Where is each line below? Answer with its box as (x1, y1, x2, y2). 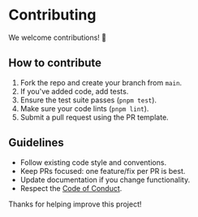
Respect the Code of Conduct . (19, 183, 123, 193)
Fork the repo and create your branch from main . (19, 77, 183, 87)
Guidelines (8, 136, 64, 150)
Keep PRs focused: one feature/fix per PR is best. (19, 166, 186, 176)
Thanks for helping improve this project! (8, 199, 142, 209)
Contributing (8, 6, 97, 24)
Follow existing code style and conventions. (19, 157, 167, 167)
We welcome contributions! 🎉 (8, 33, 107, 42)
